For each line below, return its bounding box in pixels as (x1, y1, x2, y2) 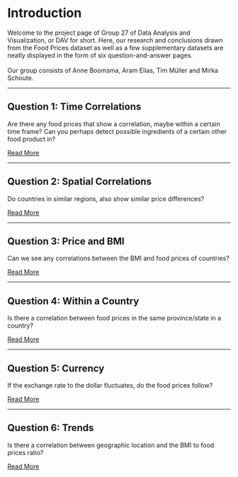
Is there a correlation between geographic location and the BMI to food (7, 441, 215, 449)
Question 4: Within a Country (7, 295, 140, 307)
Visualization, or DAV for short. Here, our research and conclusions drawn (7, 35, 223, 44)
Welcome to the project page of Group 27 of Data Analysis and (7, 28, 191, 37)
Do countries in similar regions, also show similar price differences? (7, 194, 205, 203)
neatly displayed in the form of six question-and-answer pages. (7, 51, 193, 60)
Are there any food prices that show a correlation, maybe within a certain (7, 119, 221, 128)
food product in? (7, 135, 56, 143)
